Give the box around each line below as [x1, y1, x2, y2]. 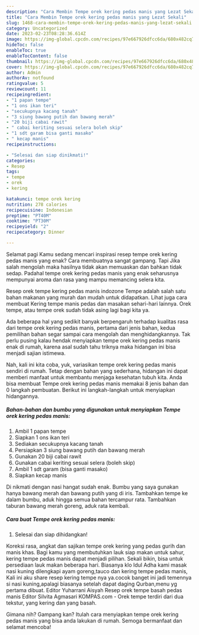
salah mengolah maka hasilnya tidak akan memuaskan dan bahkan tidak [6, 263, 182, 271]
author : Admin [6, 70, 41, 76]
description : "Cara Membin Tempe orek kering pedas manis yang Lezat [6, 8, 182, 15]
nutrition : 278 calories [6, 202, 68, 208]
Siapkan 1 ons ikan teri [14, 433, 70, 441]
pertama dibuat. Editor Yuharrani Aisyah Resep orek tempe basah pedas [6, 586, 182, 593]
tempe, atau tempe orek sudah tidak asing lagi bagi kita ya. [6, 306, 150, 313]
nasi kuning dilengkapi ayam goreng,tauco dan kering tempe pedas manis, [6, 567, 188, 574]
